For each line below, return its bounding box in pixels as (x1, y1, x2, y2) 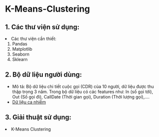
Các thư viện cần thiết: (11, 36, 57, 41)
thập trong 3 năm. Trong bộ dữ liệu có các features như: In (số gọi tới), (12, 89, 153, 95)
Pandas (12, 41, 28, 47)
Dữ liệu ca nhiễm (12, 99, 46, 105)
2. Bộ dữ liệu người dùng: (5, 71, 82, 79)
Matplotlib (12, 46, 33, 52)
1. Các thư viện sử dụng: (5, 23, 80, 31)
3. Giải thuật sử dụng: (5, 113, 71, 121)
